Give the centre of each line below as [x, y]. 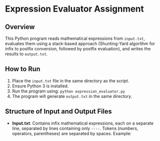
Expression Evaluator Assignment [74, 9]
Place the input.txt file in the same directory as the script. [71, 80]
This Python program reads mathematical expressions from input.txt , [75, 38]
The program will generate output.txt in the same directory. [72, 96]
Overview [20, 27]
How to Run [23, 69]
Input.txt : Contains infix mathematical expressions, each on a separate [83, 123]
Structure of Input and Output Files [58, 112]
